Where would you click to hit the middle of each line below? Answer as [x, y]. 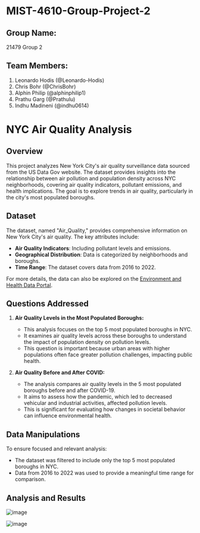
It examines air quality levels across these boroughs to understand [105, 336]
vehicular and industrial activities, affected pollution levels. [96, 403]
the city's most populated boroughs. [51, 197]
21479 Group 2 [24, 47]
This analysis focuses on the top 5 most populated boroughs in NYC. [108, 330]
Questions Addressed [48, 304]
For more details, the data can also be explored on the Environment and [94, 278]
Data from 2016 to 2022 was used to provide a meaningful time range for [104, 473]
